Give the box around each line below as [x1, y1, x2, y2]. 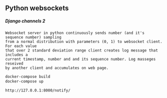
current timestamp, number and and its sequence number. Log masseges [5, 57, 156, 62]
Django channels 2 [5, 17, 46, 24]
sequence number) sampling [5, 35, 62, 40]
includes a [5, 52, 28, 57]
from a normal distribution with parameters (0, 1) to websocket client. [5, 39, 163, 44]
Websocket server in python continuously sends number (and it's [5, 30, 144, 35]
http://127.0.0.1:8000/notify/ [5, 88, 71, 93]
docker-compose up [5, 79, 44, 84]
